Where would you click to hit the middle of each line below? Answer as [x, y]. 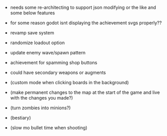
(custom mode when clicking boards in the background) [70, 82]
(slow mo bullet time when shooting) [49, 128]
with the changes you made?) [42, 98]
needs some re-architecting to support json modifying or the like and [83, 7]
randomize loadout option [38, 43]
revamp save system [32, 33]
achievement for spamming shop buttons [54, 63]
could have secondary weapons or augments [58, 72]
